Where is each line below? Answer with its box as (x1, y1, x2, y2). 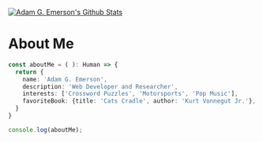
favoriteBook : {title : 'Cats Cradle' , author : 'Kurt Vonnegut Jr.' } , (22, 97, 257, 105)
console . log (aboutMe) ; (8, 126, 83, 133)
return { (15, 67, 44, 76)
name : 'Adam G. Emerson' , (22, 75, 108, 83)
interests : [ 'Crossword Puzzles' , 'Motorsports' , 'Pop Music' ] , (22, 90, 239, 98)
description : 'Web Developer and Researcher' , (22, 82, 178, 90)
